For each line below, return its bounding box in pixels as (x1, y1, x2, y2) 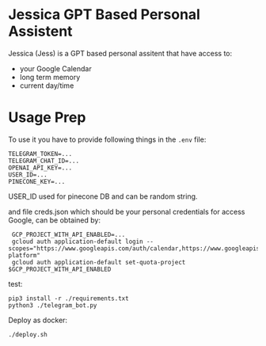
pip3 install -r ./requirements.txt (8, 295, 129, 302)
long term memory (19, 72, 81, 82)
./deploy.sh (8, 330, 47, 338)
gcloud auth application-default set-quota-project (11, 258, 186, 266)
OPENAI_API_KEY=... (8, 164, 73, 172)
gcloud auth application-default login (11, 238, 144, 245)
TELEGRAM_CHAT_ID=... (8, 157, 80, 165)
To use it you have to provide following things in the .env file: (8, 135, 207, 144)
